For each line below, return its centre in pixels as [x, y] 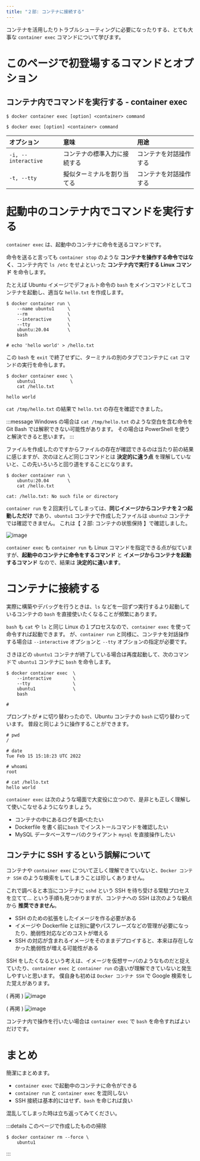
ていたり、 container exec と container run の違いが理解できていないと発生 [99, 968]
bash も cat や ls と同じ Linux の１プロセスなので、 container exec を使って [99, 627]
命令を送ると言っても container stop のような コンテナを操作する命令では [97, 257]
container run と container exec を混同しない [71, 1093]
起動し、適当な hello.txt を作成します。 [76, 292]
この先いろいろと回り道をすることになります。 [79, 464]
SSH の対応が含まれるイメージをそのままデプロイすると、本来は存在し [101, 941]
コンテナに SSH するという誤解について [79, 855]
